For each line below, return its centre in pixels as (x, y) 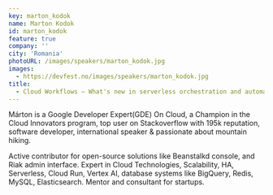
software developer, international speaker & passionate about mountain (128, 132)
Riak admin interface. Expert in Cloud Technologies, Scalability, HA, (121, 165)
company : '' (28, 46)
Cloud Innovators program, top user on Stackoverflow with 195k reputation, (134, 123)
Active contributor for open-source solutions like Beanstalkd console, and (132, 156)
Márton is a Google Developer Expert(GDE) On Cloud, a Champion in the (129, 115)
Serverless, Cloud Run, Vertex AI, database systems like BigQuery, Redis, (131, 173)
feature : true (32, 39)
